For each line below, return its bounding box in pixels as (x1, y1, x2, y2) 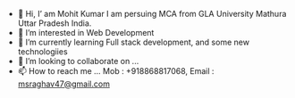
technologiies (17, 46, 69, 57)
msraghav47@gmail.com (17, 78, 110, 89)
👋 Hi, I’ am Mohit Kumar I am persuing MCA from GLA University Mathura (17, 9, 287, 19)
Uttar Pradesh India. (17, 18, 92, 29)
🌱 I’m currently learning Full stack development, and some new (17, 37, 250, 47)
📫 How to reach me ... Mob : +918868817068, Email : (17, 66, 215, 76)
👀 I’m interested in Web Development (17, 28, 155, 37)
